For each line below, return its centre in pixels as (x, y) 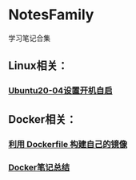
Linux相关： (38, 66)
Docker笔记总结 (39, 168)
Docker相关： (43, 119)
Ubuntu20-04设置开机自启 (61, 91)
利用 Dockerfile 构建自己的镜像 (68, 144)
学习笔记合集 (29, 38)
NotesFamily (51, 15)
